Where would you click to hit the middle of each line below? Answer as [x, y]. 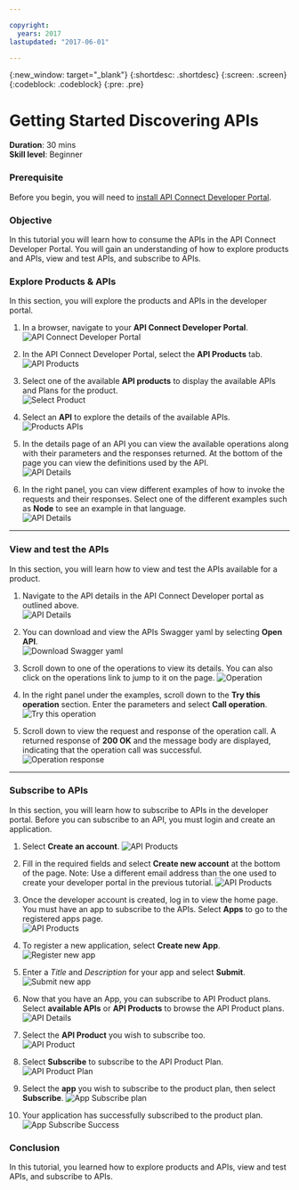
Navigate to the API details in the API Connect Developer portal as [143, 595]
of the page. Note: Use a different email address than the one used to [149, 873]
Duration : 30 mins [43, 145]
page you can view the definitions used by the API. [115, 463]
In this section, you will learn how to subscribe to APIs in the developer [139, 810]
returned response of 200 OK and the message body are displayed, [146, 740]
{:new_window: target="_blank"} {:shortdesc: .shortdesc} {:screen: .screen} [148, 75]
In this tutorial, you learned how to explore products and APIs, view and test [148, 1167]
